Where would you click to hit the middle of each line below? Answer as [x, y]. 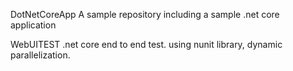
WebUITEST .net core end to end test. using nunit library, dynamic [146, 44]
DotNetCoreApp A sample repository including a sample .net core [145, 14]
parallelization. [40, 55]
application [33, 25]
